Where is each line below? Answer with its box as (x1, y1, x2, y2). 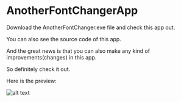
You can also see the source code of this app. (6, 35, 122, 42)
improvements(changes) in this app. (6, 53, 97, 61)
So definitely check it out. (6, 65, 71, 73)
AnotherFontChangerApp (6, 4, 138, 18)
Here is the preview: (6, 77, 57, 84)
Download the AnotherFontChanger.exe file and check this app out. (6, 24, 176, 31)
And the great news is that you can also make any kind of (6, 47, 151, 55)
